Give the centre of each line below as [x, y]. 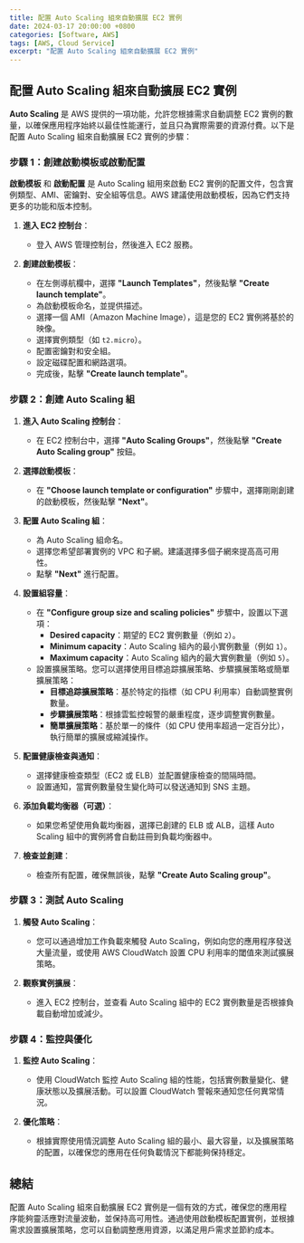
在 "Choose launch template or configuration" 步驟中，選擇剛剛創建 [165, 490]
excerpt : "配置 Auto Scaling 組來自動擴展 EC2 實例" [104, 52]
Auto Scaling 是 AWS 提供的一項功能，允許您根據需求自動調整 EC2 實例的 [147, 113]
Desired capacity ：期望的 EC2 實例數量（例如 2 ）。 [145, 635]
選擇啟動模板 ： [50, 471]
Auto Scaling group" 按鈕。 [88, 451]
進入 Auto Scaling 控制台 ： [73, 421]
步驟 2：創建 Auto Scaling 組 [72, 399]
